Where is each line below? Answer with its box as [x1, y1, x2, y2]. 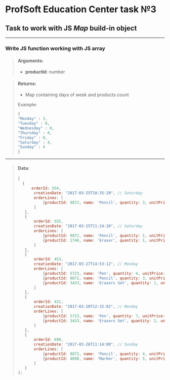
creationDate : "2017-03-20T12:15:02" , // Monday [33, 304, 138, 309]
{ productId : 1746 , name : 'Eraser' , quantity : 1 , [42, 238, 148, 243]
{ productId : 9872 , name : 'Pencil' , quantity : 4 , [42, 351, 148, 357]
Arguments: [17, 57, 44, 64]
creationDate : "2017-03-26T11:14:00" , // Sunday [33, 342, 138, 347]
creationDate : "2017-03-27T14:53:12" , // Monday [33, 261, 138, 267]
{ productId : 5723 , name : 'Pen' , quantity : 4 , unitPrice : [42, 271, 165, 276]
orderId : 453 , [33, 257, 64, 262]
